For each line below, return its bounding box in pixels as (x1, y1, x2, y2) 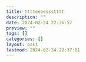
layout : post (6, 42, 38, 48)
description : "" (6, 14, 46, 20)
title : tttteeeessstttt (6, 8, 65, 15)
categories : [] (6, 36, 44, 42)
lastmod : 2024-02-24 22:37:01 (6, 47, 81, 53)
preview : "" (6, 25, 35, 31)
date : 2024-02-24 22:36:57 (6, 19, 72, 25)
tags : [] (6, 31, 28, 37)
